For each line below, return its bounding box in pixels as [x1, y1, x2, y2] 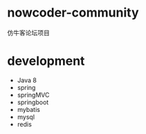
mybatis [17, 105, 40, 113]
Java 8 [17, 76, 37, 84]
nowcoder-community [7, 5, 140, 21]
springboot [17, 98, 49, 106]
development [7, 53, 85, 69]
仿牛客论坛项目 [7, 28, 50, 37]
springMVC [17, 90, 50, 99]
